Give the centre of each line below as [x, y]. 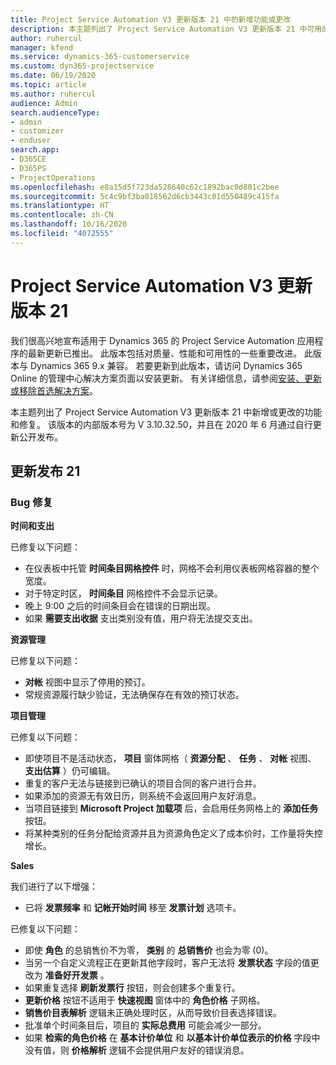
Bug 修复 [31, 502]
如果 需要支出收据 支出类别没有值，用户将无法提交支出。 [141, 618]
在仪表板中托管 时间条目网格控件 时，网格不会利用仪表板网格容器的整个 [172, 568]
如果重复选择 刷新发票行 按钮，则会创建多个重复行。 [132, 988]
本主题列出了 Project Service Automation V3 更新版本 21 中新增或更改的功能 [166, 412]
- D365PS [28, 168]
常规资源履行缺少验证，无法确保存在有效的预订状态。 [134, 695]
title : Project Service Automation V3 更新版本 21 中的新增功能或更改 [151, 19]
